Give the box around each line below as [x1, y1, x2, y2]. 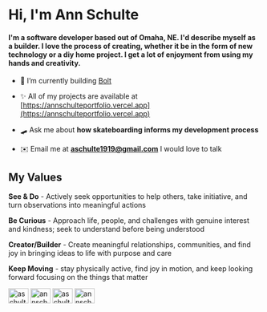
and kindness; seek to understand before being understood [8, 225, 204, 234]
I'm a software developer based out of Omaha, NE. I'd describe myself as [8, 32, 257, 42]
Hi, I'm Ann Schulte [8, 6, 139, 24]
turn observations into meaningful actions [8, 201, 147, 210]
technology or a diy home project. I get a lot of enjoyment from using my [8, 50, 253, 59]
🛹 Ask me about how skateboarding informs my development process [19, 125, 259, 135]
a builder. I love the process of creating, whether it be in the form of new [8, 41, 253, 51]
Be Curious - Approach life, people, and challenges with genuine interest [8, 216, 250, 225]
